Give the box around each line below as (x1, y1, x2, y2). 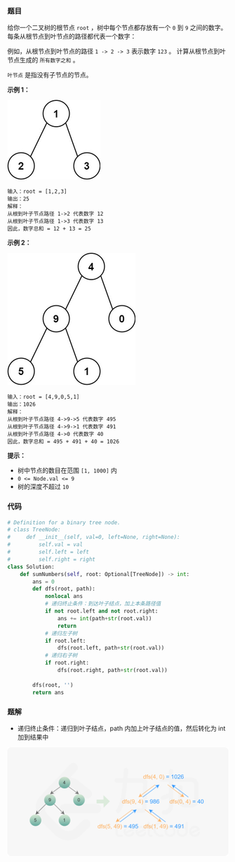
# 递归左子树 (44, 629, 78, 637)
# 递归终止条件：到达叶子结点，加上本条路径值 (44, 601, 161, 608)
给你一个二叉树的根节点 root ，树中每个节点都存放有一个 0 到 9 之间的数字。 (7, 23, 227, 32)
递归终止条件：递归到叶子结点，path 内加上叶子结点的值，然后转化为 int (17, 724, 226, 732)
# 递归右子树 (44, 652, 78, 659)
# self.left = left (7, 549, 90, 556)
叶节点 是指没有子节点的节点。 (7, 71, 93, 79)
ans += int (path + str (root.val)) (57, 615, 152, 622)
